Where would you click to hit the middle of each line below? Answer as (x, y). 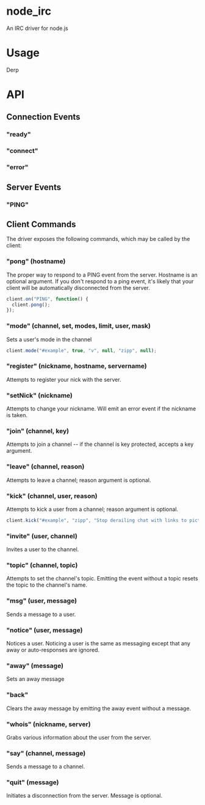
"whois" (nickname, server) (49, 724)
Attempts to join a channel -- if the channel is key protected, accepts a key (100, 444)
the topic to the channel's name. (47, 585)
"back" (17, 695)
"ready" (19, 135)
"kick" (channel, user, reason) (52, 495)
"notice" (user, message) (45, 630)
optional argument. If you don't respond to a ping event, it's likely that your (100, 281)
